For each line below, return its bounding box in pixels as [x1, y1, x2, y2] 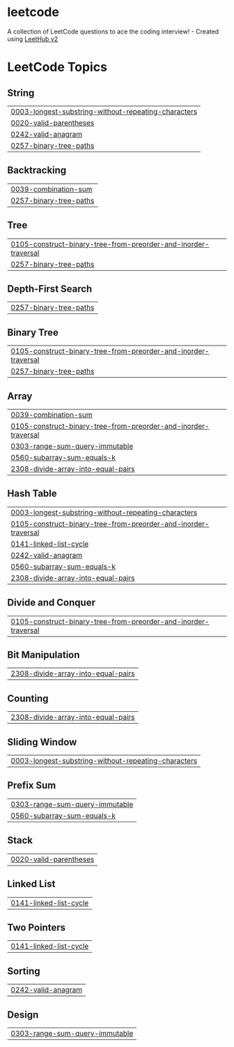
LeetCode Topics [7, 59, 108, 75]
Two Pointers [7, 921, 66, 933]
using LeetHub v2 [7, 34, 58, 43]
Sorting [7, 965, 40, 977]
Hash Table [7, 488, 57, 500]
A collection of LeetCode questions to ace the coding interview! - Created [7, 27, 219, 36]
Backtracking [7, 165, 67, 177]
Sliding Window [7, 736, 77, 748]
